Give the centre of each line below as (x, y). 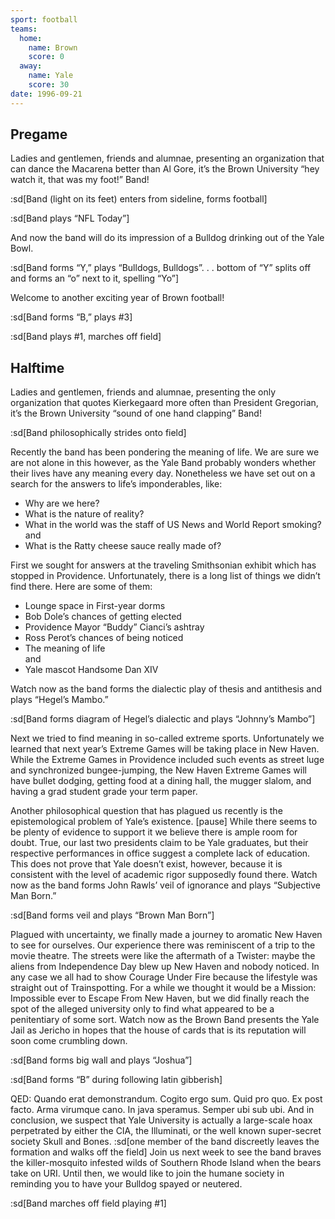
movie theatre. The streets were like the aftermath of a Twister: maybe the (163, 956)
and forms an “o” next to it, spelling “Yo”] (95, 278)
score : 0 (46, 57)
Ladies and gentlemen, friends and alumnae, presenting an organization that (167, 158)
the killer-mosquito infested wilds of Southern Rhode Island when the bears (166, 1163)
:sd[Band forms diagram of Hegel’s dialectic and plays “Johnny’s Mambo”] (163, 719)
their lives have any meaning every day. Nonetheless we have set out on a (163, 473)
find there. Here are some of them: (81, 587)
